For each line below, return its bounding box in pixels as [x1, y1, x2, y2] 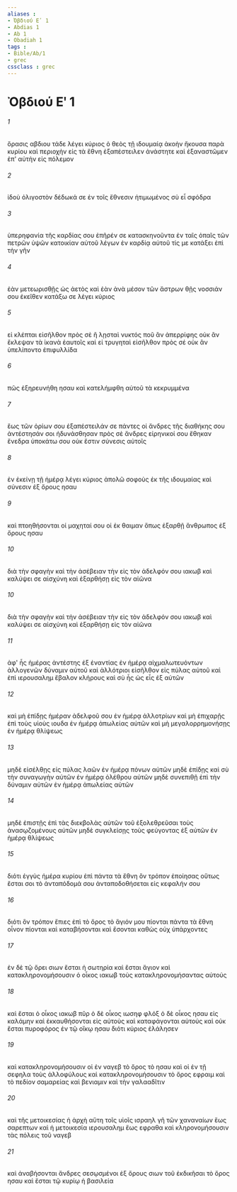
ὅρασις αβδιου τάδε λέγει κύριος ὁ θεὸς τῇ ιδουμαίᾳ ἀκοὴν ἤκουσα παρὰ [7, 140, 224, 148]
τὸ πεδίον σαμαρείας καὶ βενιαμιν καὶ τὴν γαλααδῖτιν [7, 1077, 166, 1086]
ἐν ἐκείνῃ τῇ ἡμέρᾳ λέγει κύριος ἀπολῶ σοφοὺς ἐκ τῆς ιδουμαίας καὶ [7, 475, 212, 483]
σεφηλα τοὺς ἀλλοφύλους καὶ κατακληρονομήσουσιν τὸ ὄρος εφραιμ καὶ [7, 1070, 225, 1078]
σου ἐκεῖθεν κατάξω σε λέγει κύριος [7, 292, 115, 300]
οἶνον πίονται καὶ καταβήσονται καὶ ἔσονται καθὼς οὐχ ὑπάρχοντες [7, 925, 208, 934]
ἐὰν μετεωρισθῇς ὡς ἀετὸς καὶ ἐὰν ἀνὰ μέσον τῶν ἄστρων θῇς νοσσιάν [7, 285, 223, 293]
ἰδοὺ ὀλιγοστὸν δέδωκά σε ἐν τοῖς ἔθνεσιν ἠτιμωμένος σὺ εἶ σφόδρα [7, 193, 212, 202]
